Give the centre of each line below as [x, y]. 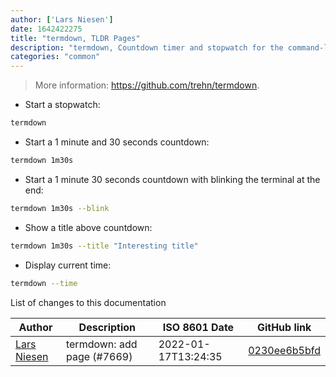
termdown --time [44, 283]
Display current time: [68, 265]
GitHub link [284, 327]
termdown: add [101, 344]
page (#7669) [99, 356]
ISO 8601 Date [198, 327]
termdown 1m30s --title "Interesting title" [104, 246]
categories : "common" [55, 57]
